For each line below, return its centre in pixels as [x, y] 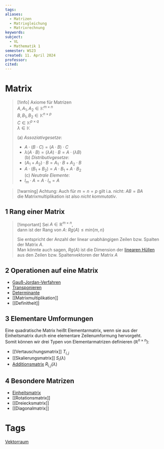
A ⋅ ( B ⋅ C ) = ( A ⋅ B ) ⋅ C [46, 147]
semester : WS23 [21, 51]
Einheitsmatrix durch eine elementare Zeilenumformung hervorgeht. [73, 336]
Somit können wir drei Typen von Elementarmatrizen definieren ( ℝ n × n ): [77, 341]
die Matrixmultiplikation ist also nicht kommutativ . [67, 196]
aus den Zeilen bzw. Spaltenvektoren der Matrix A [67, 255]
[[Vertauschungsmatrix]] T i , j [41, 352]
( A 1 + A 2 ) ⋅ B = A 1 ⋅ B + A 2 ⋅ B [53, 163]
